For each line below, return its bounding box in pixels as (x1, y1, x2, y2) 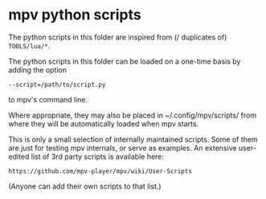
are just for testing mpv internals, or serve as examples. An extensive (8, 143, 237, 152)
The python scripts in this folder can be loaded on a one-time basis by (8, 56, 241, 66)
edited (8, 151, 30, 161)
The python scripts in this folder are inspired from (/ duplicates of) (8, 32, 227, 42)
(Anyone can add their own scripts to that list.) (8, 181, 162, 191)
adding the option (8, 64, 67, 74)
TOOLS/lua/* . (8, 40, 51, 50)
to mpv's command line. (8, 94, 88, 104)
